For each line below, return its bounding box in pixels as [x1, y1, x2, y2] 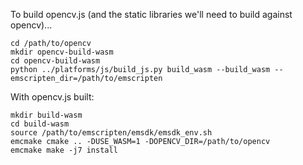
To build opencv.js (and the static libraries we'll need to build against [10, 9, 293, 20]
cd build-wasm [10, 119, 70, 129]
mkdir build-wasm [10, 110, 83, 120]
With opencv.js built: [10, 91, 95, 103]
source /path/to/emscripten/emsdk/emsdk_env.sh [10, 128, 213, 138]
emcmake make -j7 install [10, 145, 118, 155]
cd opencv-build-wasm [10, 56, 101, 66]
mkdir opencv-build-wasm [10, 47, 114, 57]
